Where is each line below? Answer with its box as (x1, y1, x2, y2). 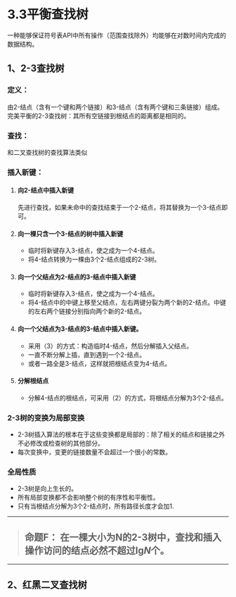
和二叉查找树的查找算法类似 (7, 148, 88, 156)
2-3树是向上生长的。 (17, 484, 78, 493)
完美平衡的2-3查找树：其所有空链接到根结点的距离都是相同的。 (7, 111, 190, 120)
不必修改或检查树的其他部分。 (17, 439, 104, 448)
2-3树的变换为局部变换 (7, 413, 85, 422)
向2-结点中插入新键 (17, 186, 74, 194)
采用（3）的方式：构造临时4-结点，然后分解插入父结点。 (27, 341, 193, 350)
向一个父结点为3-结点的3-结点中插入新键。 (17, 325, 143, 333)
